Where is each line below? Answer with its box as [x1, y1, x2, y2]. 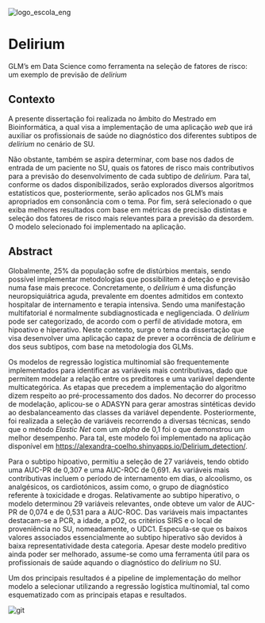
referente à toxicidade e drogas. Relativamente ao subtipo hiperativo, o [8, 490, 240, 499]
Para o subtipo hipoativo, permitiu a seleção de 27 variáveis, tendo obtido [8, 457, 249, 466]
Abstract [8, 245, 53, 258]
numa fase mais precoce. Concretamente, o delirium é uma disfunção [8, 282, 236, 292]
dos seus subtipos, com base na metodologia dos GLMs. [8, 342, 194, 351]
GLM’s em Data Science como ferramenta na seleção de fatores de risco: [8, 61, 248, 71]
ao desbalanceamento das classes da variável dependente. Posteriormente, [8, 407, 256, 417]
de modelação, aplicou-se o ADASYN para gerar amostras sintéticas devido [8, 399, 256, 408]
